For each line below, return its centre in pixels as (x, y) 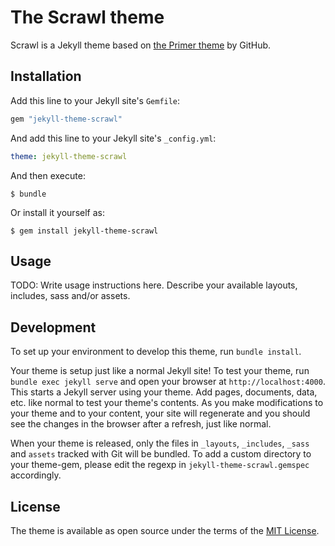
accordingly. (36, 475)
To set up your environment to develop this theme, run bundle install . (156, 352)
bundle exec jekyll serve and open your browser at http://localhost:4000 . (168, 382)
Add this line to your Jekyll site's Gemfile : (95, 100)
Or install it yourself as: (57, 212)
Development (53, 327)
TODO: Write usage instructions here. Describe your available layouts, (154, 285)
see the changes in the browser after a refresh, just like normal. (141, 424)
